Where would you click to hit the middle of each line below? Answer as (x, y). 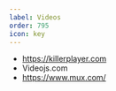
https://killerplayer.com (64, 59)
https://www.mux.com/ (64, 78)
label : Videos (35, 17)
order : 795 (29, 26)
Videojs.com (45, 68)
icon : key (27, 34)
